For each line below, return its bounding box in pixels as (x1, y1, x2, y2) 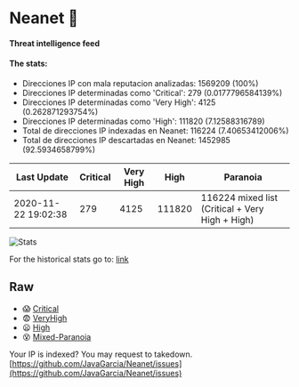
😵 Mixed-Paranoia (21, 331, 92, 342)
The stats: (9, 58, 48, 69)
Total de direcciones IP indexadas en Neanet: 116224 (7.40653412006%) (21, 125, 289, 136)
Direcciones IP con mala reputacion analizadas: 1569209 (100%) (21, 77, 259, 88)
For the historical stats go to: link (9, 254, 129, 264)
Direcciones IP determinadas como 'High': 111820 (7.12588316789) (21, 116, 265, 126)
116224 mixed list (200, 191, 279, 204)
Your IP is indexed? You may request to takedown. (9, 349, 193, 359)
